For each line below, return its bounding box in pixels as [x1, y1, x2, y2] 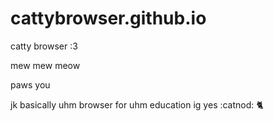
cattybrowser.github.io [10, 7, 207, 30]
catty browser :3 [10, 40, 78, 52]
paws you [10, 78, 51, 91]
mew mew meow [10, 59, 81, 71]
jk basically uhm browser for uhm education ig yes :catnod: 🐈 [10, 98, 264, 111]
